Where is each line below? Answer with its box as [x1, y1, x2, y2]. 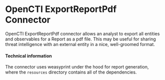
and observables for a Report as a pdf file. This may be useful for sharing [5, 36, 156, 42]
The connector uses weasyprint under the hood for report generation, [5, 64, 149, 70]
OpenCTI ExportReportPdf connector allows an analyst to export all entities [5, 30, 160, 36]
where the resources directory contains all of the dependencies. [5, 69, 137, 75]
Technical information [5, 52, 52, 58]
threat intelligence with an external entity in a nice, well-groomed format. [5, 41, 155, 47]
